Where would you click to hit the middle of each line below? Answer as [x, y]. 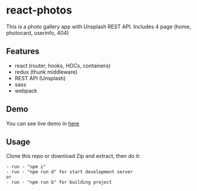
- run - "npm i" [26, 167]
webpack [26, 90]
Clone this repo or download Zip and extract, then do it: [73, 156]
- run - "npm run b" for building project [59, 182]
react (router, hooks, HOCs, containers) [63, 65]
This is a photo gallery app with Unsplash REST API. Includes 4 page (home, [99, 27]
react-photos [39, 10]
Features [23, 52]
